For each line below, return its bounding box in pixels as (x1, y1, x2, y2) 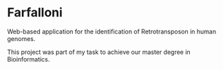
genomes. (7, 34, 36, 42)
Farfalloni (7, 5, 63, 20)
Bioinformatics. (7, 55, 50, 63)
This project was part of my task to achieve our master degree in (7, 48, 191, 56)
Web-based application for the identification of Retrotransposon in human (7, 27, 217, 36)
